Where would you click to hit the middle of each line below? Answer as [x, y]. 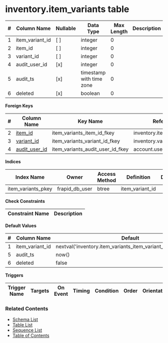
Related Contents [27, 308]
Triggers [14, 275]
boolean [90, 93]
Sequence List [27, 330]
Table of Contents [31, 335]
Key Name [90, 121]
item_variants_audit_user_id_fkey [90, 149]
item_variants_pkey [30, 188]
